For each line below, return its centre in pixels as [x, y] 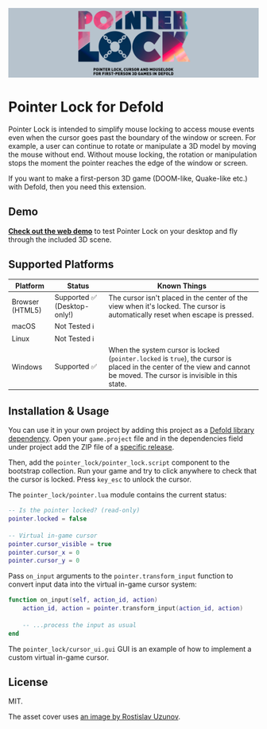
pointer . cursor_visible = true [60, 544]
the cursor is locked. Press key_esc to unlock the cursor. [100, 480]
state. [118, 384]
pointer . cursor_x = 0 [44, 552]
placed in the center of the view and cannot [179, 367]
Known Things [182, 286]
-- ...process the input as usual [79, 625]
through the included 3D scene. [60, 240]
